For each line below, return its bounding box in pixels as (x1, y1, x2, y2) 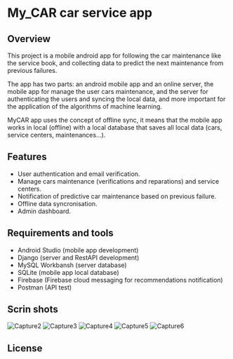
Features (7, 151, 47, 163)
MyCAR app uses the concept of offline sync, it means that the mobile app (7, 116, 222, 124)
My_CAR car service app (7, 5, 153, 21)
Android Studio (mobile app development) (17, 245, 139, 254)
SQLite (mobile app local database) (17, 268, 119, 276)
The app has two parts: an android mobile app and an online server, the (7, 80, 214, 88)
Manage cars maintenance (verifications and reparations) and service (17, 177, 220, 185)
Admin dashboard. (17, 207, 72, 215)
